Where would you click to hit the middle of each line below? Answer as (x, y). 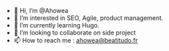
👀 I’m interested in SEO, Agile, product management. (89, 18)
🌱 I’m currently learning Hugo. (56, 25)
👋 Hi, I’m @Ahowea (41, 11)
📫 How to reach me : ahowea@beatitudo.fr (76, 40)
